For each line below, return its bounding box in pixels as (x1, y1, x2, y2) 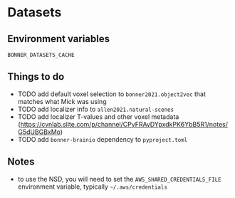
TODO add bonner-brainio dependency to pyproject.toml (17, 135, 188, 143)
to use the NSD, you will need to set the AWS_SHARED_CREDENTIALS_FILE (17, 174, 222, 183)
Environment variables (7, 33, 110, 45)
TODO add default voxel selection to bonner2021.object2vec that (17, 90, 207, 98)
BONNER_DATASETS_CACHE (7, 51, 75, 58)
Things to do (7, 71, 65, 83)
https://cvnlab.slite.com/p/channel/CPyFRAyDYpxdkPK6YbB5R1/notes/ (20, 120, 229, 128)
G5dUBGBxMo (17, 127, 61, 136)
